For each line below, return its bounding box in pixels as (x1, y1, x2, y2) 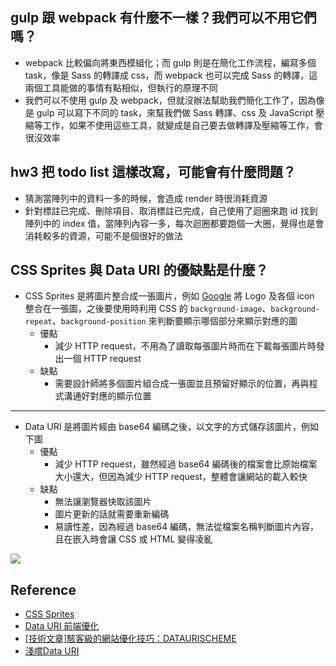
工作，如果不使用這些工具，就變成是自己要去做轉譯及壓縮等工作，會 (42, 119, 323, 131)
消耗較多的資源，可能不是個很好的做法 (24, 229, 183, 242)
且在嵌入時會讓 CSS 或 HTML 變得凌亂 (54, 533, 213, 545)
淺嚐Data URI (24, 645, 80, 657)
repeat (24, 317, 53, 327)
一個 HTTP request (63, 353, 142, 365)
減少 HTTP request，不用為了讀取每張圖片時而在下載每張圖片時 (54, 340, 317, 352)
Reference (10, 581, 77, 598)
